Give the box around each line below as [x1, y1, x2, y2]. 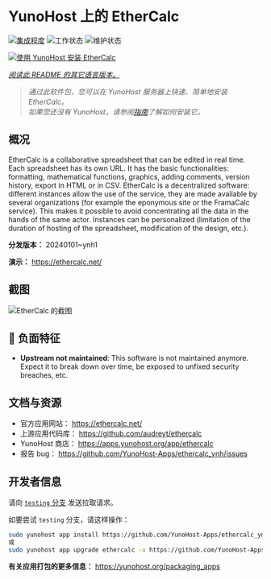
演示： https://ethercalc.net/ [8, 257, 102, 267]
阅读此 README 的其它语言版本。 [8, 69, 120, 79]
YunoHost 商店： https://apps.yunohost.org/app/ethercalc [19, 439, 214, 449]
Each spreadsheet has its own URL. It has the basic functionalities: [8, 163, 230, 173]
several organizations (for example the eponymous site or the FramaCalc [8, 197, 250, 207]
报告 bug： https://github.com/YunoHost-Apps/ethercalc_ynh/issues [19, 449, 248, 459]
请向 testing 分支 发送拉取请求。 [8, 498, 118, 507]
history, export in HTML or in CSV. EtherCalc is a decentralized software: [8, 180, 250, 190]
